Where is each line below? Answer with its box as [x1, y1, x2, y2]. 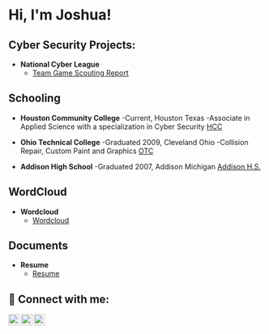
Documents [8, 239, 69, 253]
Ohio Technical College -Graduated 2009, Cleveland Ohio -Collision [19, 137, 249, 147]
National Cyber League [19, 59, 100, 69]
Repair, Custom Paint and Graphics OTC [19, 146, 154, 156]
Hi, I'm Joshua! [8, 6, 112, 24]
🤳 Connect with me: [8, 292, 109, 306]
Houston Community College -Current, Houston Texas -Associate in [19, 113, 250, 122]
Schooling [8, 92, 61, 105]
